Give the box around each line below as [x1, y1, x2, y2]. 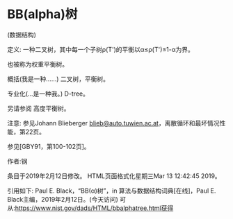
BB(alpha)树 [7, 6, 78, 22]
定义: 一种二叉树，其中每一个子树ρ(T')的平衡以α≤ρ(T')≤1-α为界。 [7, 45, 195, 53]
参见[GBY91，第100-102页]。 [7, 142, 90, 150]
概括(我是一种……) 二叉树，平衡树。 [7, 74, 110, 83]
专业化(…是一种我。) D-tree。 [7, 89, 89, 98]
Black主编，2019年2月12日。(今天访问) [7, 195, 118, 203]
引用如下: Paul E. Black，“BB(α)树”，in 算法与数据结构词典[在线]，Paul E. [7, 186, 216, 195]
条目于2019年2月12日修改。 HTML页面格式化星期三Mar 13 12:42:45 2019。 [7, 171, 221, 180]
